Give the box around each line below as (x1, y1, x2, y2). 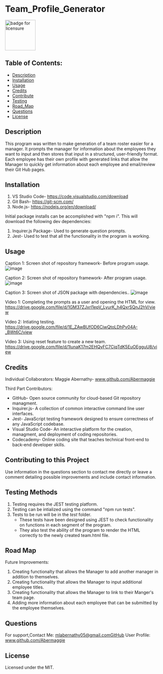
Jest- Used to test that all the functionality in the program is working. (12, 233, 150, 239)
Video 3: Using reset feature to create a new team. (5, 339, 106, 345)
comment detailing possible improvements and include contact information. (5, 474, 157, 480)
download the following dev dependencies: (5, 219, 91, 225)
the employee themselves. (12, 605, 65, 611)
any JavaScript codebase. (12, 421, 65, 427)
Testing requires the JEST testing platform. (12, 501, 98, 507)
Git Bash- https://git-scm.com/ (12, 199, 74, 204)
